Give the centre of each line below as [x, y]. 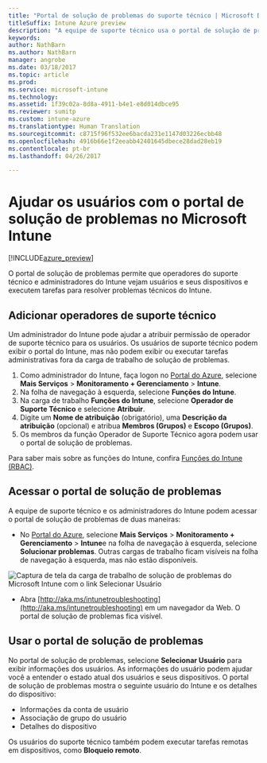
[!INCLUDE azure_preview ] [51, 258]
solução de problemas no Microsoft [128, 219]
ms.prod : [23, 82]
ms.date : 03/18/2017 [43, 68]
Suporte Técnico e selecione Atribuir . [82, 409]
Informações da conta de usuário [74, 709]
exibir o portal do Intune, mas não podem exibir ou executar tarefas [118, 351]
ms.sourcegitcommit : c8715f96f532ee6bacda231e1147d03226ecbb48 [115, 134]
